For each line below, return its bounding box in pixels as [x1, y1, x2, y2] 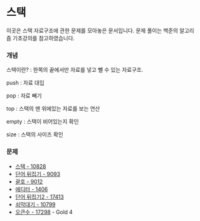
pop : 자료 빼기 [6, 92, 42, 99]
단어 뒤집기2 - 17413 [15, 193, 64, 200]
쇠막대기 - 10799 [15, 200, 56, 208]
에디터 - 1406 [15, 185, 49, 192]
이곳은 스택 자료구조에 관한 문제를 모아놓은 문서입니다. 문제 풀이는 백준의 [6, 27, 178, 34]
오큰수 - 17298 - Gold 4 [15, 208, 73, 216]
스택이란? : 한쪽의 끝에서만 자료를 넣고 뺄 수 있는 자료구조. [6, 66, 143, 74]
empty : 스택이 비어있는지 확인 [6, 118, 79, 125]
